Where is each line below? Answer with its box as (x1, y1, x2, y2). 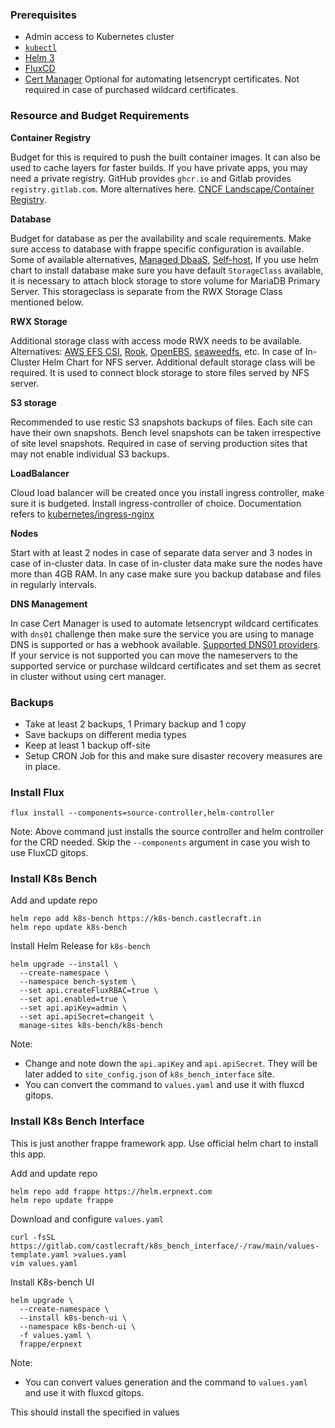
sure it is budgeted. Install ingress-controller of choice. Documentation (10, 497, 302, 509)
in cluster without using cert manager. (10, 670, 167, 682)
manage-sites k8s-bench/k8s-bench (19, 1021, 163, 1031)
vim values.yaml (10, 1258, 78, 1268)
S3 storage (10, 396, 57, 408)
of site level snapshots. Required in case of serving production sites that (10, 437, 308, 449)
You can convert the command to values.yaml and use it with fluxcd (24, 1079, 305, 1091)
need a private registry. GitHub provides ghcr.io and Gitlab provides (10, 172, 292, 184)
